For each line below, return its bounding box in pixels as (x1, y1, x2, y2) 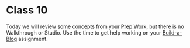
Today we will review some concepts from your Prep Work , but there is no (6, 23, 184, 30)
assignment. (18, 35, 48, 42)
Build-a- (162, 29, 182, 36)
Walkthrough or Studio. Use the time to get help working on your (6, 29, 161, 36)
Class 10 (6, 4, 48, 17)
